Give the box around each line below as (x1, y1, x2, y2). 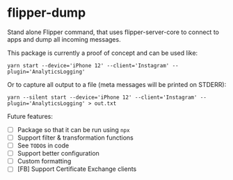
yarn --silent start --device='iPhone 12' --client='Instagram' (7, 94, 198, 101)
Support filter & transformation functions (17, 133, 134, 142)
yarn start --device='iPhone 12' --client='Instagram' (7, 62, 170, 69)
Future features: (7, 112, 54, 120)
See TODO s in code (17, 141, 70, 150)
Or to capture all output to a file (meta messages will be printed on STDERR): (7, 80, 227, 88)
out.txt (94, 99, 117, 107)
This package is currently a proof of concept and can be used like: (7, 49, 198, 57)
